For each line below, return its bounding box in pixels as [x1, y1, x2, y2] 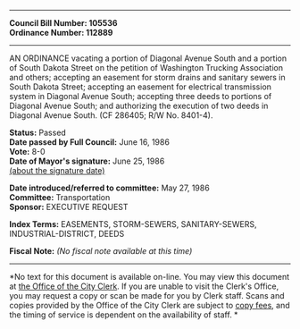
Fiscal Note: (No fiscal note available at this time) [9, 246, 193, 256]
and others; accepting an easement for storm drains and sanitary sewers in [9, 72, 286, 82]
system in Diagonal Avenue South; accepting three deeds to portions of [9, 91, 272, 101]
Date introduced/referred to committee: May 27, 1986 [9, 182, 210, 193]
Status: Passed [9, 127, 67, 138]
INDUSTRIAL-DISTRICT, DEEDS [9, 229, 125, 239]
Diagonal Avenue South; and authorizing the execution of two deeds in [9, 100, 269, 111]
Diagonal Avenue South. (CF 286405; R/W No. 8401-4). [9, 110, 213, 121]
